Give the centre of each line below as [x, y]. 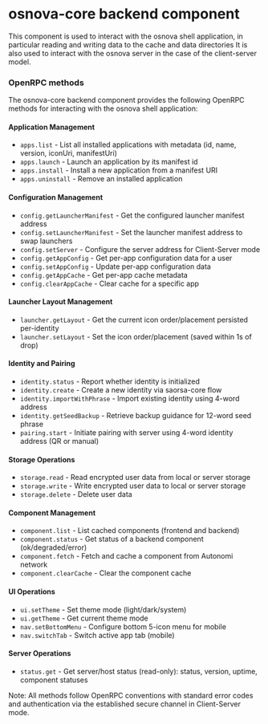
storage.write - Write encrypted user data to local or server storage [133, 486]
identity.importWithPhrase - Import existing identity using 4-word [130, 399]
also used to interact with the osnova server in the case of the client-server [132, 53]
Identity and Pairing [42, 364]
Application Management [51, 127]
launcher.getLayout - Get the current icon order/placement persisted [134, 319]
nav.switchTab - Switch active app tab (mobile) [97, 635]
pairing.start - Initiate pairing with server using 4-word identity [126, 433]
